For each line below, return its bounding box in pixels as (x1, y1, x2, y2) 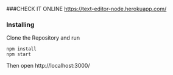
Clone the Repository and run (6, 34, 80, 41)
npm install (6, 46, 37, 52)
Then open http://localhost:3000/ (6, 62, 90, 70)
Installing (6, 20, 35, 29)
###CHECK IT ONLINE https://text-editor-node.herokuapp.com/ (6, 5, 167, 12)
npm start (6, 51, 32, 57)
